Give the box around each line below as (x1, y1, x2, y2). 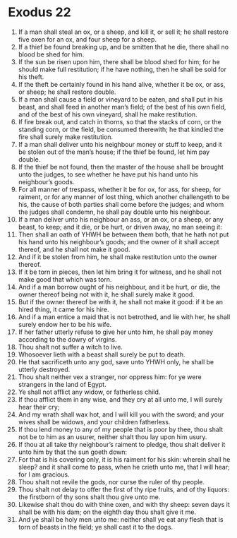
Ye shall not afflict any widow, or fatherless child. (18, 388, 161, 396)
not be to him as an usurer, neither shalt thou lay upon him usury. (18, 432, 207, 441)
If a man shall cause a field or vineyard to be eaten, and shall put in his (18, 95, 223, 103)
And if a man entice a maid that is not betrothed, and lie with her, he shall (18, 312, 231, 321)
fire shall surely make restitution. (18, 132, 114, 141)
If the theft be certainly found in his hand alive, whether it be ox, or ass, (18, 80, 226, 88)
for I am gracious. (18, 470, 70, 479)
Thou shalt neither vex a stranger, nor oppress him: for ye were (18, 372, 202, 381)
